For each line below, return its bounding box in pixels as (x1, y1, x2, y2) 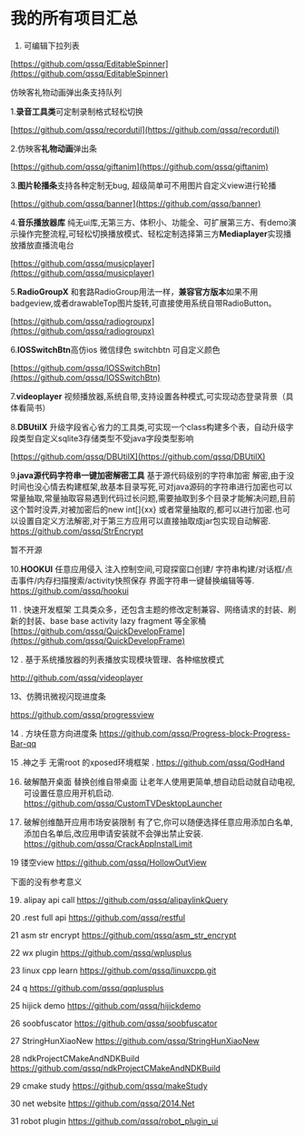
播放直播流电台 (17, 239, 74, 250)
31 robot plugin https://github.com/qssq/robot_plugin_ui (10, 1115, 219, 1126)
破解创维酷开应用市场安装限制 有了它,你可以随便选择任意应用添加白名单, (23, 816, 293, 828)
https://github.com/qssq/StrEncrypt (10, 525, 144, 537)
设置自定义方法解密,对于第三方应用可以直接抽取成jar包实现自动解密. (17, 515, 271, 526)
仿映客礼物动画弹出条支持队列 (10, 86, 122, 97)
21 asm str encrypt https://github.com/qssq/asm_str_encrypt (10, 929, 237, 940)
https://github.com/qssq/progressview (10, 708, 155, 719)
